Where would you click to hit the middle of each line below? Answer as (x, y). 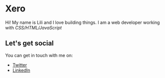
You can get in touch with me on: (39, 55)
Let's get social (29, 43)
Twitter (20, 65)
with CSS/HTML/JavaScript (33, 27)
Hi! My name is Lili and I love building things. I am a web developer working (82, 22)
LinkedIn (21, 70)
